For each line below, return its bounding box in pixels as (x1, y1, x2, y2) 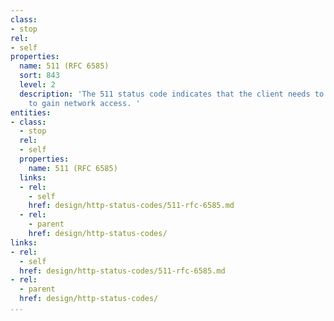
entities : (10, 107, 52, 118)
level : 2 (19, 80, 56, 90)
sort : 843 (19, 71, 60, 81)
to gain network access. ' (28, 98, 141, 108)
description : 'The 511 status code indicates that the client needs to (19, 89, 325, 99)
